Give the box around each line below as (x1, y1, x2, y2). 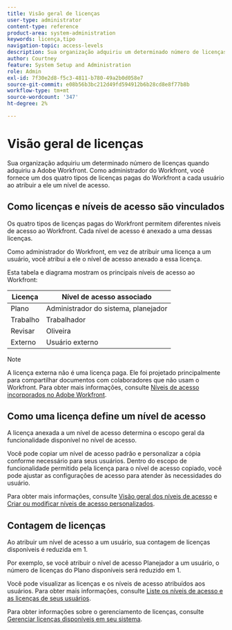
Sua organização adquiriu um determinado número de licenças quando (7, 158, 209, 167)
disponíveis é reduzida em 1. (7, 546, 88, 554)
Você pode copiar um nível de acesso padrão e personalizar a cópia (7, 450, 201, 458)
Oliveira (46, 326, 71, 335)
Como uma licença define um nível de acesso (7, 411, 206, 423)
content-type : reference (7, 23, 79, 30)
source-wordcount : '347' (7, 94, 79, 101)
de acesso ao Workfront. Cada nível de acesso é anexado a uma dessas (7, 226, 213, 235)
